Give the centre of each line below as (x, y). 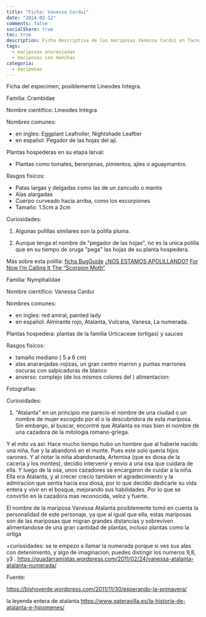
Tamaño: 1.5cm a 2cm (43, 207)
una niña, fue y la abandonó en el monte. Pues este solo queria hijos (93, 450)
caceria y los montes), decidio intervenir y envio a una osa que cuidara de (100, 464)
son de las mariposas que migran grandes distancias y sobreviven (90, 521)
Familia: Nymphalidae (33, 280)
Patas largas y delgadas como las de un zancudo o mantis (89, 188)
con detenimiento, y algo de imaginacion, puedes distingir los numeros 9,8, (101, 553)
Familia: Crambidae (31, 98)
